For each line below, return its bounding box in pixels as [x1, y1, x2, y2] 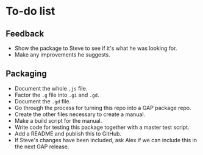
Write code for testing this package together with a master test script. [14, 123, 190, 131]
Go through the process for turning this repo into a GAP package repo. [14, 104, 191, 111]
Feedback [5, 29, 45, 39]
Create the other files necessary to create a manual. [14, 111, 146, 118]
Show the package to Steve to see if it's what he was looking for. [14, 44, 177, 52]
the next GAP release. [14, 143, 69, 150]
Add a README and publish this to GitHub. [14, 129, 122, 137]
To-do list [5, 4, 55, 18]
